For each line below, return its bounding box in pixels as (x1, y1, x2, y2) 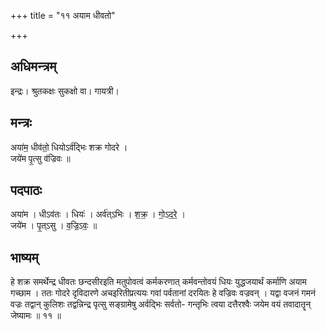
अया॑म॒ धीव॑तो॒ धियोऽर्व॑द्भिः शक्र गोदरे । (10, 141, 128, 153)
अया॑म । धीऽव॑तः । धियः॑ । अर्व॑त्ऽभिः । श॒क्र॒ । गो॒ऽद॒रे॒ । (10, 208, 186, 220)
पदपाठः (10, 182, 43, 199)
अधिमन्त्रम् (10, 58, 57, 75)
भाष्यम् (10, 249, 39, 266)
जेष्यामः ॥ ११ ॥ (10, 310, 62, 322)
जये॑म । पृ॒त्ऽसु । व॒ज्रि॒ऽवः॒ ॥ (10, 220, 98, 232)
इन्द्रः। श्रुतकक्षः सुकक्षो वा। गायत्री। (10, 85, 120, 97)
